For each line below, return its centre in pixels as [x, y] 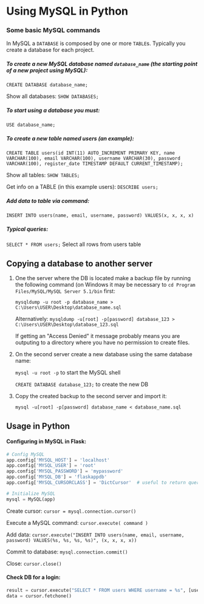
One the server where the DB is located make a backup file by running [103, 278]
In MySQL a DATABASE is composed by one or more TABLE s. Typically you [96, 43]
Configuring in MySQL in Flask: [46, 441]
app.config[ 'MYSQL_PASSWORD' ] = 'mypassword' [65, 471]
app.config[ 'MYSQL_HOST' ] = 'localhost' [58, 460]
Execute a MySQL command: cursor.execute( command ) [77, 522]
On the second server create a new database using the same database [104, 354]
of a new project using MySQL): [47, 71]
